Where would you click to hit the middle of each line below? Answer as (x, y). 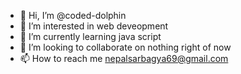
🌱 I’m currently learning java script (90, 36)
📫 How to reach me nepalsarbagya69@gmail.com (124, 58)
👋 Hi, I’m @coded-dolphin (73, 15)
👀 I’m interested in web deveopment (94, 26)
